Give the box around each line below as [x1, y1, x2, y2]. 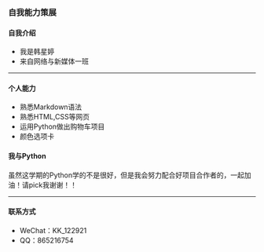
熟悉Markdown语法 [19, 102, 82, 111]
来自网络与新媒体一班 [19, 57, 89, 66]
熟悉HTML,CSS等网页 [19, 112, 90, 122]
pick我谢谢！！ [28, 180, 77, 189]
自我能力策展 [8, 6, 57, 17]
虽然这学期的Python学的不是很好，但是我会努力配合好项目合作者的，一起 [8, 170, 245, 180]
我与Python [8, 151, 46, 160]
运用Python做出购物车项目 [19, 122, 105, 131]
